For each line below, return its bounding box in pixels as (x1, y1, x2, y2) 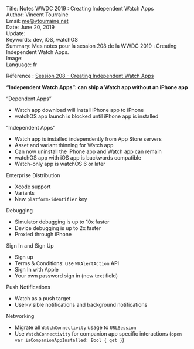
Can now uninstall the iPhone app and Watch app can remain (14, 148, 162, 155)
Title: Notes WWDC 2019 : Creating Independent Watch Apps (6, 5, 154, 12)
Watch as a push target (14, 295, 71, 301)
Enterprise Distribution (6, 172, 60, 178)
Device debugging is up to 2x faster (14, 225, 101, 231)
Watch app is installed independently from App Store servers (14, 135, 162, 143)
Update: (6, 30, 26, 37)
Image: (6, 55, 23, 62)
